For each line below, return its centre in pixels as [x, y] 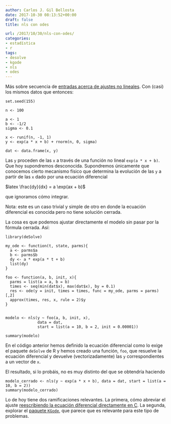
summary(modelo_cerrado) [32, 390]
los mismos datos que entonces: [39, 92]
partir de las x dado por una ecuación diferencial [56, 177]
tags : [11, 53]
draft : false [19, 20]
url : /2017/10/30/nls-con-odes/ [40, 34]
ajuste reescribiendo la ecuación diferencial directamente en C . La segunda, [86, 405]
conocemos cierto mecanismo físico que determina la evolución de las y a [83, 171]
